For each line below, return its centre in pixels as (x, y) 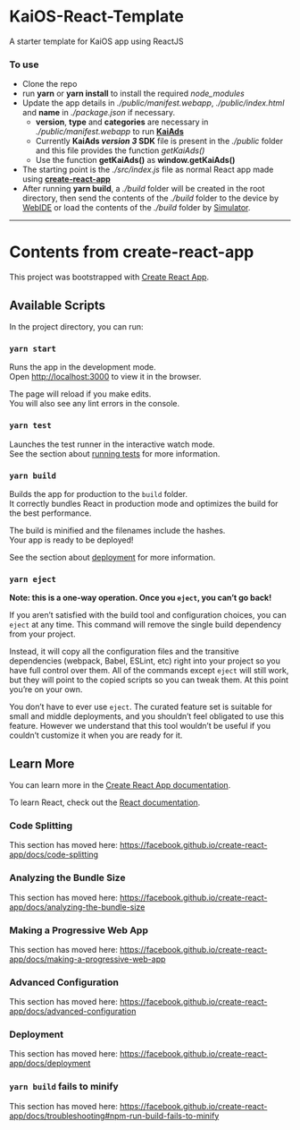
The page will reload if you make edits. (80, 394)
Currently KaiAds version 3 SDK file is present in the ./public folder (159, 141)
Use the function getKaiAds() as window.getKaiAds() (135, 160)
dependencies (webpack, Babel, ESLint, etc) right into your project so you (145, 661)
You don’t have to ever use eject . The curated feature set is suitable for (141, 707)
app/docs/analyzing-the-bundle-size (77, 907)
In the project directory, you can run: (76, 326)
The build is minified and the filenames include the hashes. (117, 530)
